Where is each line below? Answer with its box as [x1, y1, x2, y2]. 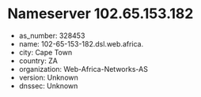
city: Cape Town [18, 47, 73, 57]
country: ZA [18, 56, 59, 65]
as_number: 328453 [18, 31, 85, 40]
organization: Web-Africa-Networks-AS [18, 64, 148, 73]
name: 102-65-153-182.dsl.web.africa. [18, 39, 144, 48]
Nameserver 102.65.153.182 [7, 5, 194, 23]
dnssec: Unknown [18, 80, 78, 91]
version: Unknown [18, 73, 78, 82]
